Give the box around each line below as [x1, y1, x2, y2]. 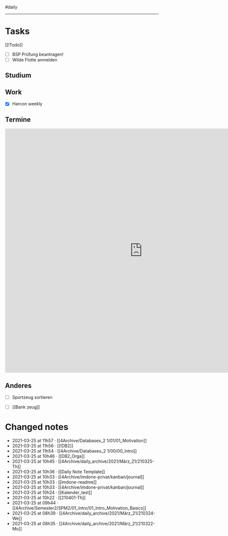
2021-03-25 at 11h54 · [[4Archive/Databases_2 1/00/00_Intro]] [12, 448, 137, 454]
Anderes [5, 381, 32, 390]
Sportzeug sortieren [12, 394, 53, 400]
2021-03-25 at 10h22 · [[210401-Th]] [12, 495, 86, 501]
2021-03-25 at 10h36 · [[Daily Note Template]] [12, 469, 105, 475]
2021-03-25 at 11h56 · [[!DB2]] [12, 443, 74, 449]
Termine [5, 115, 31, 124]
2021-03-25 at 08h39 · [12, 510, 58, 516]
